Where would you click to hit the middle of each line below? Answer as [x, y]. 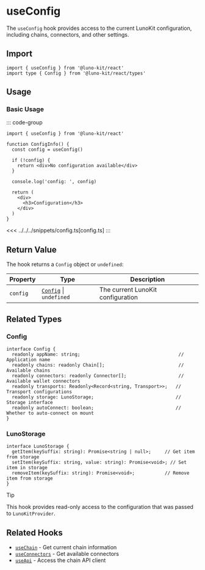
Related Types [34, 319]
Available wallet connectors [43, 381]
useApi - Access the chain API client [60, 560]
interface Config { [31, 349]
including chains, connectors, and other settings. [68, 34]
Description [148, 280]
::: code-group [24, 123]
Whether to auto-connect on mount [50, 413]
